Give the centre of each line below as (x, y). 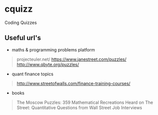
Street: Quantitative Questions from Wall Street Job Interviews (79, 107)
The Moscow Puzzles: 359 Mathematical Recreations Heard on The (85, 102)
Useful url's (23, 38)
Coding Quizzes (21, 23)
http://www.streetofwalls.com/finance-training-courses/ (73, 83)
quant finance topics (32, 74)
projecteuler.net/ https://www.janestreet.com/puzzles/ (71, 59)
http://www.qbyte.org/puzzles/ (48, 64)
